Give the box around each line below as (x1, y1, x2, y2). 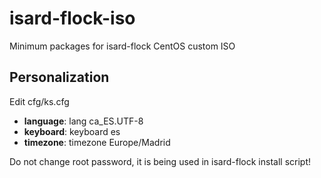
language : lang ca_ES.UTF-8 (23, 115, 144, 127)
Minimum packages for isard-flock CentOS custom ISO (9, 40, 236, 52)
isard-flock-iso (9, 7, 136, 30)
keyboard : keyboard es (23, 125, 121, 137)
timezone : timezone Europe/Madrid (23, 136, 171, 148)
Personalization (9, 69, 110, 86)
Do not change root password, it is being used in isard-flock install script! (9, 155, 311, 167)
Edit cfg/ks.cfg (9, 95, 70, 107)
